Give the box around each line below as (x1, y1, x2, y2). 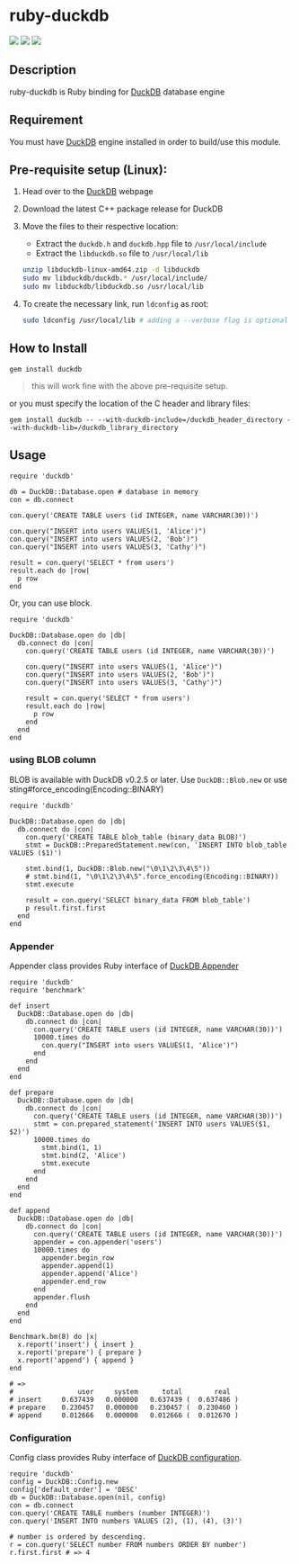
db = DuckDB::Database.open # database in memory (9, 487, 199, 496)
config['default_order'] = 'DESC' (9, 1486, 139, 1495)
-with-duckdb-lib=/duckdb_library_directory (9, 423, 179, 432)
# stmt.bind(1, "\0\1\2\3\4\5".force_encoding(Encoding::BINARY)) (25, 872, 279, 881)
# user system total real (9, 1388, 231, 1397)
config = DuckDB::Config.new (9, 1478, 119, 1487)
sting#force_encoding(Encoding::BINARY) (9, 784, 164, 795)
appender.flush (32, 1293, 91, 1302)
